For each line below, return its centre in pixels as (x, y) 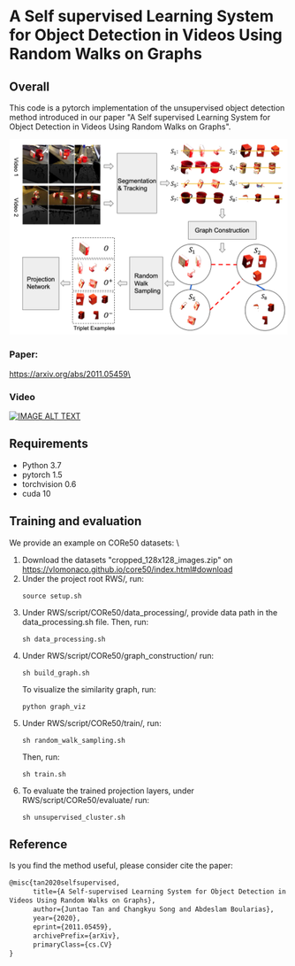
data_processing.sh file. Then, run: (85, 622)
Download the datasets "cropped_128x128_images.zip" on (127, 560)
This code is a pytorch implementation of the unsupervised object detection (147, 108)
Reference (38, 844)
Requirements (49, 444)
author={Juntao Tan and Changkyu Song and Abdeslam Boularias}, (153, 909)
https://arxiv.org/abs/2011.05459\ (70, 374)
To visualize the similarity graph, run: (89, 689)
